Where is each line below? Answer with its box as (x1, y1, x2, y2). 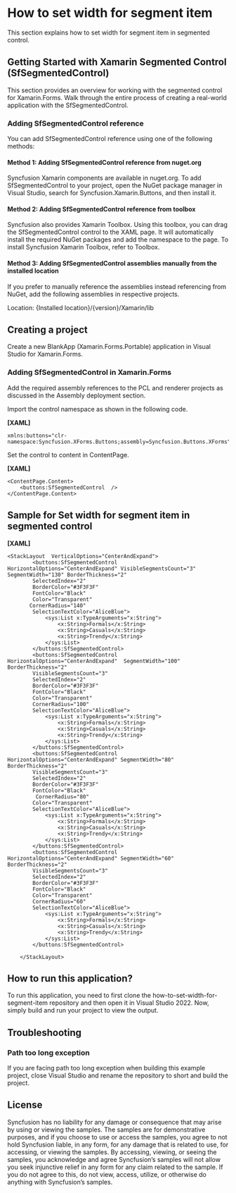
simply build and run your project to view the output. (7, 1006, 159, 1015)
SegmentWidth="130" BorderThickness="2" (7, 571, 128, 579)
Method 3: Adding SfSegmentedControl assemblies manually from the (7, 259, 217, 268)
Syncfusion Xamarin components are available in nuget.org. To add (7, 174, 202, 183)
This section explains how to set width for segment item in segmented (7, 28, 211, 37)
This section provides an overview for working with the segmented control (7, 86, 223, 94)
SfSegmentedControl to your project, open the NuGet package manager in (7, 181, 223, 190)
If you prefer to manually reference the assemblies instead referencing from (7, 282, 227, 290)
